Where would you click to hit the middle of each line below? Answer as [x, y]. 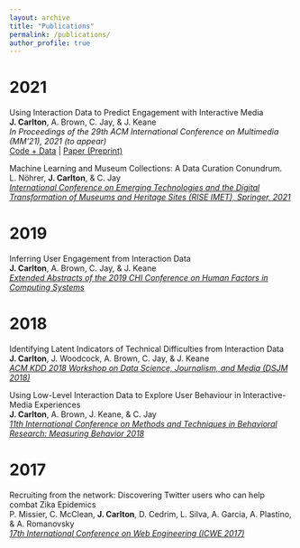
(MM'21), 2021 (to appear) [58, 142]
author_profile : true [50, 43]
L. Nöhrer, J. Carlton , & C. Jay [65, 178]
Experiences [58, 405]
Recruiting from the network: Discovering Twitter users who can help [137, 495]
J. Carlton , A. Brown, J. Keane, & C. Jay [83, 414]
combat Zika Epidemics [53, 505]
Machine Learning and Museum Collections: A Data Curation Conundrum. [145, 169]
